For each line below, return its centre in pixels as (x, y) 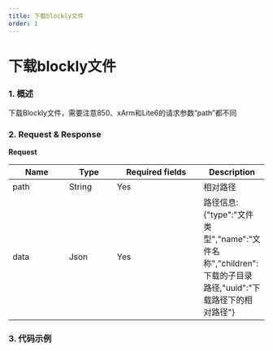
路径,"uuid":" (228, 288)
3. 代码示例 (30, 339)
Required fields (156, 172)
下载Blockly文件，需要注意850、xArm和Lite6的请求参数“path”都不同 (123, 113)
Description (232, 172)
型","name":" (228, 239)
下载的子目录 (228, 275)
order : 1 (23, 24)
